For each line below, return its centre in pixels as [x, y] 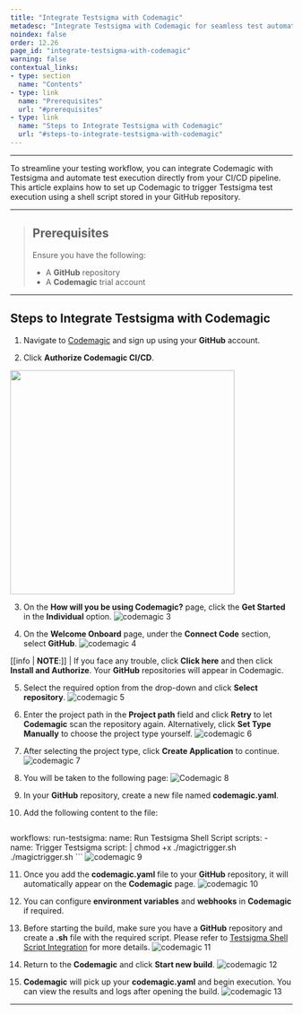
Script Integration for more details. [86, 947]
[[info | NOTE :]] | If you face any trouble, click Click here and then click [142, 661]
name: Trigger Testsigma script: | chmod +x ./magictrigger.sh [123, 847]
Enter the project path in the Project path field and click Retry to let [147, 715]
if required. [43, 910]
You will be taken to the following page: [96, 777]
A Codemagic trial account [95, 282]
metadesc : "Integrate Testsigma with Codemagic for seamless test [137, 26]
